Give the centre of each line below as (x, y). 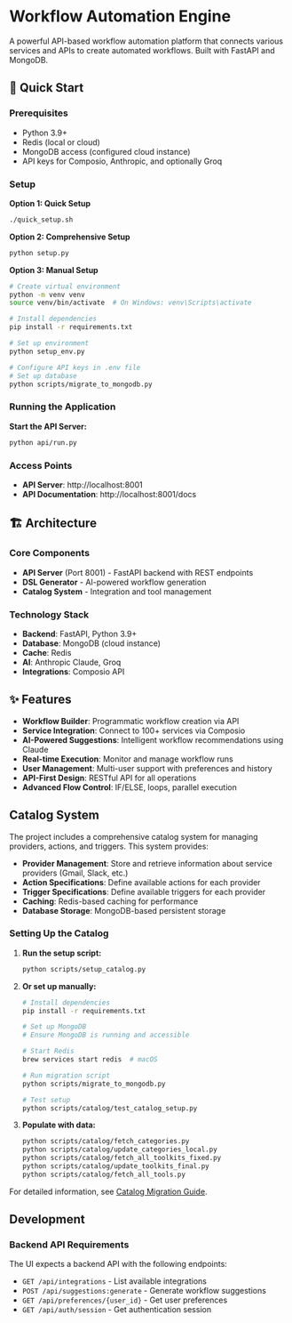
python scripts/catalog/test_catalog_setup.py (110, 1108)
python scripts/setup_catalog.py (84, 969)
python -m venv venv (47, 294)
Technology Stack (49, 614)
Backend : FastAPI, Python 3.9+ (79, 633)
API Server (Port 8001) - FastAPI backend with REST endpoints (138, 572)
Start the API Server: (48, 426)
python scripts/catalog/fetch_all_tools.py (104, 1174)
